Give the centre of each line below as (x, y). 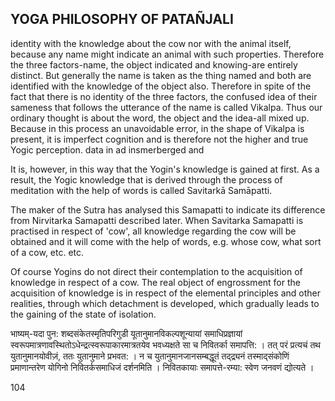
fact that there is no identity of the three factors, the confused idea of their (164, 96)
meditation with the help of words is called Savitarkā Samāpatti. (141, 190)
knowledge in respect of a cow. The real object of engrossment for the (155, 282)
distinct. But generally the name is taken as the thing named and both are (161, 75)
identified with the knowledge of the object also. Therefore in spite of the (161, 86)
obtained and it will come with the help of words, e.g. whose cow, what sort (166, 241)
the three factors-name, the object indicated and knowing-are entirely (154, 64)
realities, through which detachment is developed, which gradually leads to (165, 303)
